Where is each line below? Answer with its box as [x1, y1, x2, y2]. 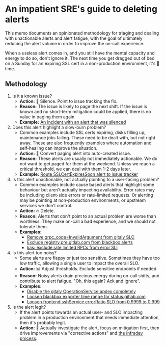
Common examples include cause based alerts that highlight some [19, 182, 155, 187]
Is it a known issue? [12, 93, 53, 99]
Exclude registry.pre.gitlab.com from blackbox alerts [27, 239, 133, 245]
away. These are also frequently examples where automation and [19, 140, 152, 146]
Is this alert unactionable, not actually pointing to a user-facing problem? [12, 176, 159, 182]
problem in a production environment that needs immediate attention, [19, 314, 160, 320]
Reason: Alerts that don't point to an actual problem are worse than [19, 213, 156, 219]
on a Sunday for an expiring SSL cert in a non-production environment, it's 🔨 [5, 60, 160, 66]
